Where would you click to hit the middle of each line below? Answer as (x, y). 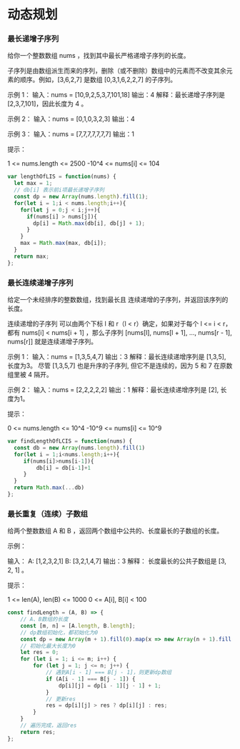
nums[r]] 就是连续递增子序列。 (52, 342)
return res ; (38, 732)
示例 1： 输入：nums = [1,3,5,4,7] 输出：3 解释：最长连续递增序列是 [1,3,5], (117, 357)
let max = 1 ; (33, 184)
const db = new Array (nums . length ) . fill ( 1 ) (79, 448)
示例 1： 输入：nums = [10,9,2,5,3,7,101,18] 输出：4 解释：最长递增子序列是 (116, 95)
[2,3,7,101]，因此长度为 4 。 (47, 104)
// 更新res (61, 699)
